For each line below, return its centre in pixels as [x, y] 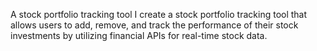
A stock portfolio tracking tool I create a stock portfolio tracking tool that [159, 14]
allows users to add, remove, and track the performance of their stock [154, 25]
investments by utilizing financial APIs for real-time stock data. [139, 35]
